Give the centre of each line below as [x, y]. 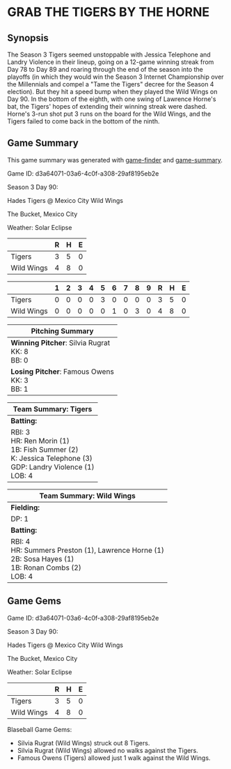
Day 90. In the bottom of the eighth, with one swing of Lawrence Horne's [112, 99]
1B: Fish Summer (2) [45, 449]
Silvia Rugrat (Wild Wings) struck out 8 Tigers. [83, 743]
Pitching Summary [62, 330]
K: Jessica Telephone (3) [51, 458]
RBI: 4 [21, 541]
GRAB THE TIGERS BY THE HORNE [109, 12]
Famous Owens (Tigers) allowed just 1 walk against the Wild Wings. [114, 758]
